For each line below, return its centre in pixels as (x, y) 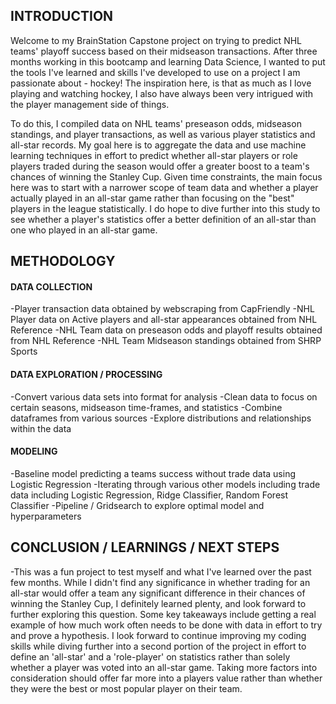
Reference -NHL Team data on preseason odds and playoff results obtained (166, 330)
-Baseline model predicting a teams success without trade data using (153, 473)
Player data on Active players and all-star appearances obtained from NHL (164, 320)
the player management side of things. (90, 104)
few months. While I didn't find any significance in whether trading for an (160, 582)
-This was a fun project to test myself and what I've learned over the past (161, 571)
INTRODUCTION (62, 16)
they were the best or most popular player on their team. (126, 688)
